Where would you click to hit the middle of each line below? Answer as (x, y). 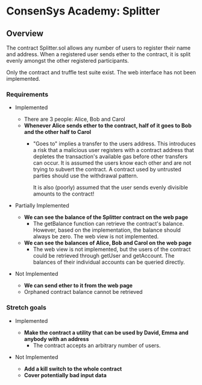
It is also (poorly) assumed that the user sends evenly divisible (111, 188)
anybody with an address (56, 339)
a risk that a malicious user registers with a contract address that (113, 150)
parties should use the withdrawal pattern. (86, 176)
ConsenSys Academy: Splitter (83, 11)
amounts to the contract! (64, 194)
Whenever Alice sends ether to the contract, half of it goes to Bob (108, 126)
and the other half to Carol (58, 132)
